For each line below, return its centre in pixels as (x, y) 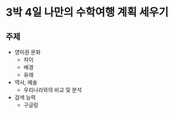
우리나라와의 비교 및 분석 (53, 90)
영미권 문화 (27, 52)
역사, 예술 (26, 82)
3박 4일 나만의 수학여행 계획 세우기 (87, 12)
